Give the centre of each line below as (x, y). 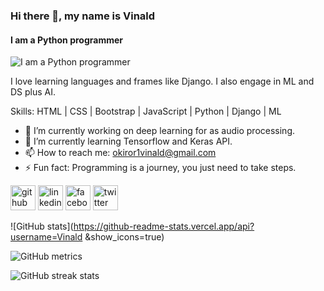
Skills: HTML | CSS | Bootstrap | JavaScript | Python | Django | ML (146, 111)
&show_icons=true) (124, 237)
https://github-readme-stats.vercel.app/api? (164, 226)
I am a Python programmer (66, 40)
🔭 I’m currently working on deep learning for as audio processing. (160, 131)
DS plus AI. (33, 92)
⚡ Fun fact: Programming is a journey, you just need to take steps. (160, 168)
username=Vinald (46, 237)
